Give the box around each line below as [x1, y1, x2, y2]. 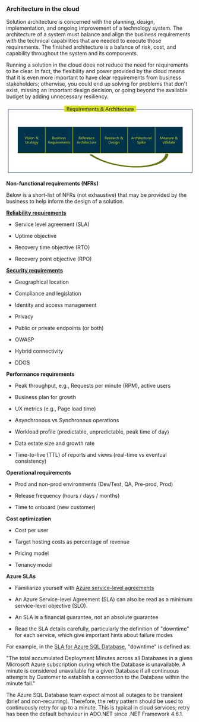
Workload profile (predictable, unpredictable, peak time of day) [14, 428, 169, 435]
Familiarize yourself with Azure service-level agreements [14, 585, 154, 592]
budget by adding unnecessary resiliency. [6, 93, 109, 100]
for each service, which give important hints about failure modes [14, 632, 173, 639]
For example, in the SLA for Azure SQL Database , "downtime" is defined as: [6, 643, 191, 650]
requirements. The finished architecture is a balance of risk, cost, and [6, 43, 176, 51]
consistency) [14, 457, 47, 465]
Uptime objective [14, 233, 57, 240]
